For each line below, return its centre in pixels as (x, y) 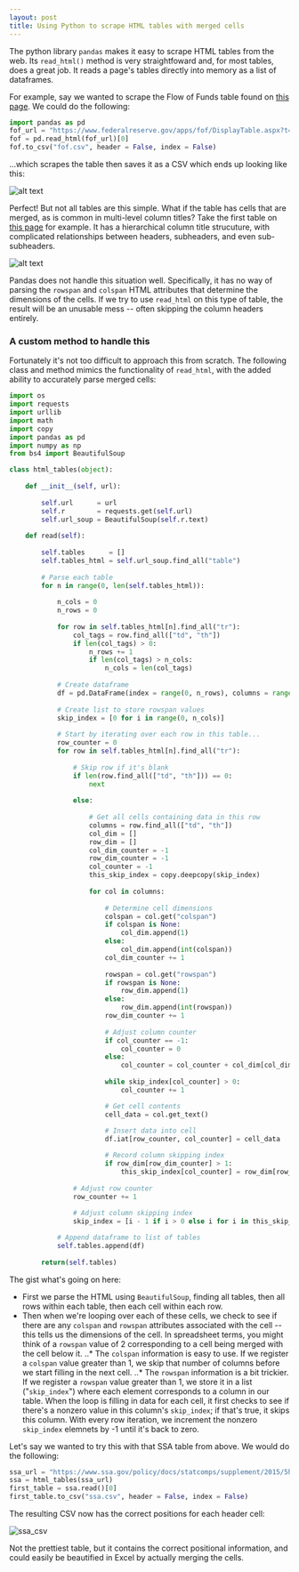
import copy (31, 429)
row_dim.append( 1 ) (155, 991)
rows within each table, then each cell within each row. (122, 1306)
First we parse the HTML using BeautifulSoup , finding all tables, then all (154, 1296)
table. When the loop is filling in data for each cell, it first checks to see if (155, 1400)
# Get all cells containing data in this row (174, 818)
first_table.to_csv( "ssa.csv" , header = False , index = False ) (129, 1497)
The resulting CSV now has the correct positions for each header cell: (137, 1514)
